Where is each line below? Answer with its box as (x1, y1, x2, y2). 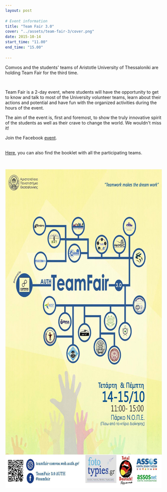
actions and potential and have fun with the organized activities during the (5, 100, 157, 106)
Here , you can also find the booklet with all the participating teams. (5, 149, 143, 155)
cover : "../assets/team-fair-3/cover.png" (5, 29, 94, 34)
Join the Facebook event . (5, 134, 57, 140)
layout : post (5, 8, 32, 13)
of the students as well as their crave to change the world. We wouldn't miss (5, 120, 162, 125)
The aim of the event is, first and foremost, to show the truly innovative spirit (5, 115, 162, 121)
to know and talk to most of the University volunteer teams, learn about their (5, 94, 162, 100)
